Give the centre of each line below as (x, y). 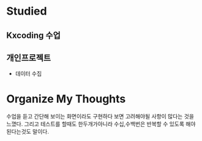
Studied (27, 11)
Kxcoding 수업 (33, 35)
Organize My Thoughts (66, 99)
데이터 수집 (28, 74)
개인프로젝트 (28, 58)
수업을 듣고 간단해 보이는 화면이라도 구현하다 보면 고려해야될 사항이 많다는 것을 (100, 117)
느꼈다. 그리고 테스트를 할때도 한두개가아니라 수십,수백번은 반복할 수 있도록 (95, 124)
